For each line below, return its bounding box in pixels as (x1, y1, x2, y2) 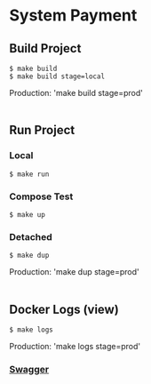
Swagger (9, 364, 50, 376)
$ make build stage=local (9, 72, 105, 81)
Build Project (9, 41, 82, 56)
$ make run (9, 170, 50, 179)
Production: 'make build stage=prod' (9, 88, 144, 98)
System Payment (9, 5, 138, 26)
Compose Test (9, 190, 74, 203)
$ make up (9, 210, 46, 219)
